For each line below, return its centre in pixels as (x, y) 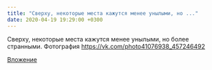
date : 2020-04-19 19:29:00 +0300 (55, 20)
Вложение (22, 59)
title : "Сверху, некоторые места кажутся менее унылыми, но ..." (103, 13)
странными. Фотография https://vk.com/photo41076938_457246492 (106, 46)
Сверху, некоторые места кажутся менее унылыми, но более (98, 39)
